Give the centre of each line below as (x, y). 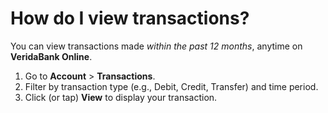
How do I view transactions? (130, 18)
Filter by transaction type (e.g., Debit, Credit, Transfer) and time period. (171, 86)
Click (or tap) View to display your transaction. (121, 97)
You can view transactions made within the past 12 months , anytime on (156, 46)
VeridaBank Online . (51, 56)
